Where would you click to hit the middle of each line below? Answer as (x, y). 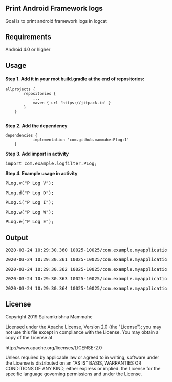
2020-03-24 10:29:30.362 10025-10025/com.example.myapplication (88, 269)
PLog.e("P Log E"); (30, 222)
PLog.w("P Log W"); (30, 212)
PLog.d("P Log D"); (30, 193)
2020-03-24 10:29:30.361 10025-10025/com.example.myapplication (88, 260)
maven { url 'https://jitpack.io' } (72, 103)
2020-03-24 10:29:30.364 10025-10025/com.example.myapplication (88, 289)
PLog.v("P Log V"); (30, 183)
